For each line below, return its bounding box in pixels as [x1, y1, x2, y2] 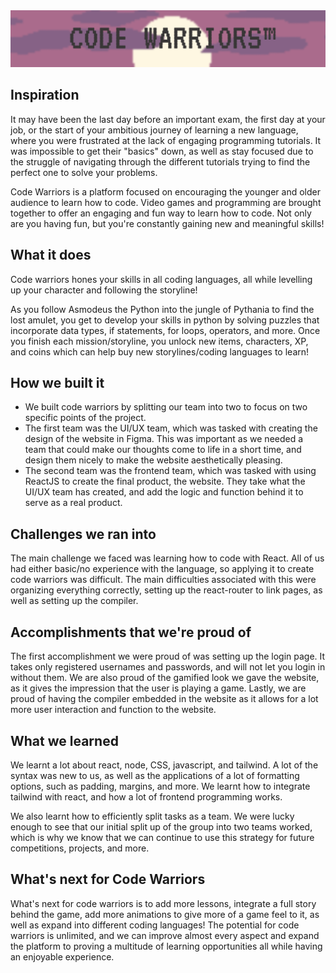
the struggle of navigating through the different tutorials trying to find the [10, 155, 311, 168]
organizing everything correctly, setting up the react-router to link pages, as [10, 584, 323, 596]
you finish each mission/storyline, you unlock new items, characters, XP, [10, 335, 309, 347]
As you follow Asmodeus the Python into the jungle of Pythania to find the [10, 303, 315, 315]
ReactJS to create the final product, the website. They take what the [24, 475, 306, 488]
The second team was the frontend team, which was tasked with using [24, 465, 317, 477]
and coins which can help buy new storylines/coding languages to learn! [10, 345, 310, 358]
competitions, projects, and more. [10, 842, 150, 854]
